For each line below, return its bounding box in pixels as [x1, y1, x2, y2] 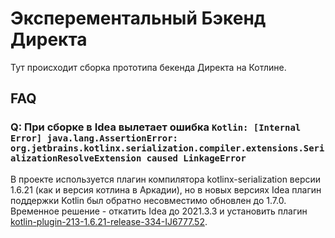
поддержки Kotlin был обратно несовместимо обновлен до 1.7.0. [10, 194, 287, 206]
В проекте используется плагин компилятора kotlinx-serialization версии [10, 173, 322, 185]
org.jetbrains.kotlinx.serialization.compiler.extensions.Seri [10, 143, 325, 154]
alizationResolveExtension [10, 153, 142, 164]
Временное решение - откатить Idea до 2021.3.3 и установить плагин [10, 205, 308, 217]
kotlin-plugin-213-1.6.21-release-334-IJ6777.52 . [10, 215, 208, 227]
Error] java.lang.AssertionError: [10, 133, 178, 144]
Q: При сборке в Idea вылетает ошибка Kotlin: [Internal [10, 120, 302, 134]
